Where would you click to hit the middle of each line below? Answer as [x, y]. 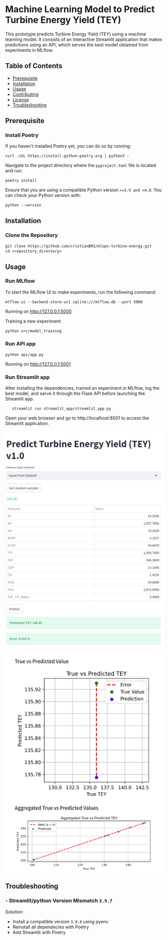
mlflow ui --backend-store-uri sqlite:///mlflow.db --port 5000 [74, 302]
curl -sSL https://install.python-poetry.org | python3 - [67, 156]
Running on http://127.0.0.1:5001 [38, 364]
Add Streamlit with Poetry [39, 932]
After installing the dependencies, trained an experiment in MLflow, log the [82, 388]
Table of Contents [34, 66]
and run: [14, 171]
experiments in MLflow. [29, 50]
